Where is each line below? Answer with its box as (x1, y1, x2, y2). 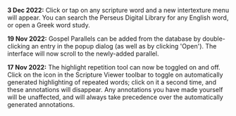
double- (201, 34, 225, 43)
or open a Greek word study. (7, 21, 90, 29)
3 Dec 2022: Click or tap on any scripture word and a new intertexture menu (7, 6, 230, 14)
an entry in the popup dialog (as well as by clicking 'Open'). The (31, 42, 217, 50)
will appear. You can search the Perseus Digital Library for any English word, (7, 13, 229, 22)
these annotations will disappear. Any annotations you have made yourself (7, 86, 223, 94)
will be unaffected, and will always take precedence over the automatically (7, 93, 223, 101)
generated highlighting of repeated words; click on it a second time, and (7, 78, 217, 86)
